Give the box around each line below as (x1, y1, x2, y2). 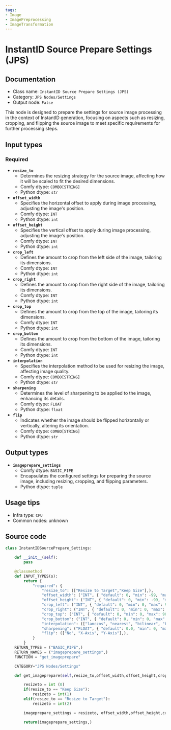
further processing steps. (5, 126, 59, 132)
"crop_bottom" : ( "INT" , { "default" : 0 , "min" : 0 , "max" (41, 617, 165, 622)
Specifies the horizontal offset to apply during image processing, (20, 200, 157, 206)
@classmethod (14, 569, 42, 574)
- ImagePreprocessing (5, 17, 51, 22)
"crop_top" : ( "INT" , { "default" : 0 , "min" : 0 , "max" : (41, 611, 160, 617)
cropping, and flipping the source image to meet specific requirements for (5, 120, 160, 126)
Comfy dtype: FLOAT (20, 401, 62, 407)
